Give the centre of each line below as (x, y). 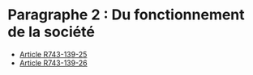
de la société (51, 32)
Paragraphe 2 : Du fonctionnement (126, 15)
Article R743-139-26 (53, 63)
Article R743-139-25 (53, 54)
